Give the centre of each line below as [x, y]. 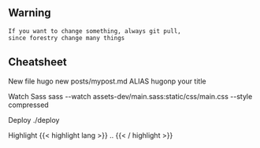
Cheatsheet [37, 62]
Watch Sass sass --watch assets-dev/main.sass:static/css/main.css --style [130, 96]
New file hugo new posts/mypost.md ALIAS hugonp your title [107, 81]
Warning [30, 13]
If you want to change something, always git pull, [95, 31]
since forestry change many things [67, 38]
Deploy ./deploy [34, 120]
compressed [28, 105]
